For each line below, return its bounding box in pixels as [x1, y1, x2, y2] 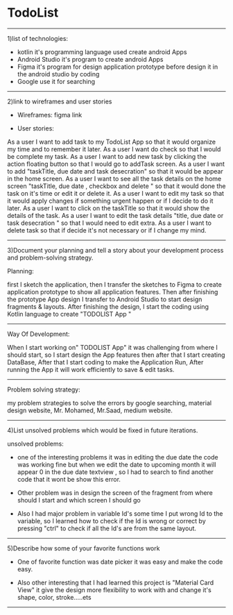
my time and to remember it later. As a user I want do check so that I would [7, 144, 221, 153]
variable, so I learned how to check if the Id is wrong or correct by [17, 516, 206, 525]
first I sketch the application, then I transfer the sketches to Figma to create [7, 280, 222, 289]
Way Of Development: [7, 330, 70, 338]
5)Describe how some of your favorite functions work [7, 544, 160, 553]
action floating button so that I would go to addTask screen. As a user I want [7, 160, 225, 168]
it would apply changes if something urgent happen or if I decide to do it [7, 196, 214, 205]
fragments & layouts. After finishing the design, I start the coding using [7, 302, 209, 310]
